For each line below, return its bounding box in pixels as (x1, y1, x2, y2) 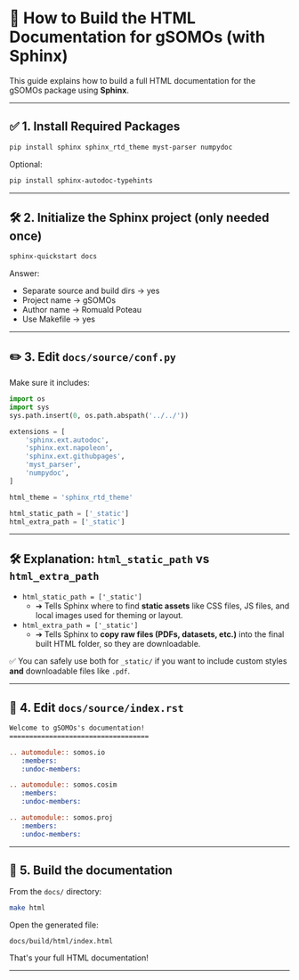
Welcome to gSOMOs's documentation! (9, 723, 145, 732)
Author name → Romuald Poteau (21, 305, 142, 315)
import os (9, 395, 46, 404)
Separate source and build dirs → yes (21, 285, 160, 297)
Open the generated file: (9, 919, 100, 930)
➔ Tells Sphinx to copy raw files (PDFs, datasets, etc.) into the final (35, 629, 285, 640)
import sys (9, 403, 50, 412)
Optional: (9, 159, 43, 169)
